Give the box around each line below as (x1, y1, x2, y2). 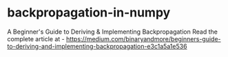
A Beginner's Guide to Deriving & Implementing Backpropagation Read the (7, 27, 218, 36)
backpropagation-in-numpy (7, 5, 171, 21)
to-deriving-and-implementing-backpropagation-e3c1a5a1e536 (7, 42, 187, 50)
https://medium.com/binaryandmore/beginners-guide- (65, 34, 222, 43)
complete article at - (7, 34, 65, 43)
